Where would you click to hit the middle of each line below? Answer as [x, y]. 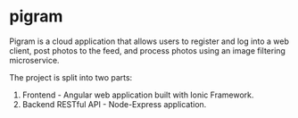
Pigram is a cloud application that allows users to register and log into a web [149, 41]
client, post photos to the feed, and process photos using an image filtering [147, 50]
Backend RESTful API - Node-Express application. [114, 104]
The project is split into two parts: [71, 77]
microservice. [34, 60]
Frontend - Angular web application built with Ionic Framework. [138, 95]
